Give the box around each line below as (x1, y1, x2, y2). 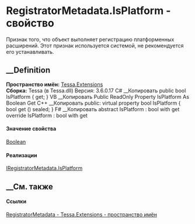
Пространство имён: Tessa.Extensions (6, 81, 103, 88)
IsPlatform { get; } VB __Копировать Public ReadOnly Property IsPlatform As (6, 93, 190, 100)
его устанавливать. (6, 48, 54, 55)
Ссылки (6, 198, 27, 205)
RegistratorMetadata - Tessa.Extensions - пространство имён (6, 211, 158, 218)
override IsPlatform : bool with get (6, 112, 88, 119)
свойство (6, 16, 54, 30)
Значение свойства (6, 125, 57, 132)
